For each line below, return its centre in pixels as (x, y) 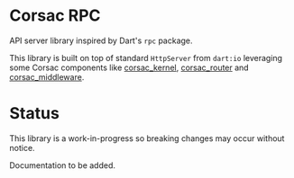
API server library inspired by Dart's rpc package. (101, 40)
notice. (22, 147)
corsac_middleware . (47, 76)
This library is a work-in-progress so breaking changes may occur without (147, 138)
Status (35, 114)
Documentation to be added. (62, 165)
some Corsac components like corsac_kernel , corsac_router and (129, 67)
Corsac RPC (55, 16)
